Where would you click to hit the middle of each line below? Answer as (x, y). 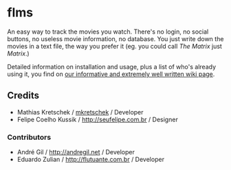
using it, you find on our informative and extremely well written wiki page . (111, 74)
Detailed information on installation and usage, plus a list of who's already (112, 66)
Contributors (29, 137)
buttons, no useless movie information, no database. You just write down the (115, 38)
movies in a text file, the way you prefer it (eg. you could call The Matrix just (114, 46)
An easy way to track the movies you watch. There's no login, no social (108, 32)
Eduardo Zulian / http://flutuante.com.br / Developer (91, 160)
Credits (23, 96)
